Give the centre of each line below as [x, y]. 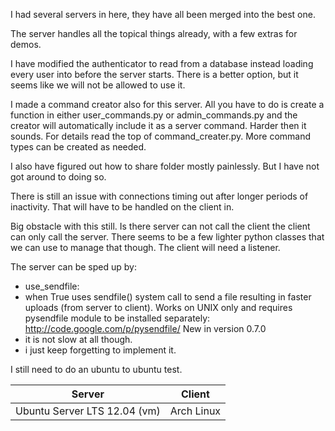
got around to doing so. [58, 177]
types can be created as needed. [78, 147]
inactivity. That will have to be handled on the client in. [122, 207]
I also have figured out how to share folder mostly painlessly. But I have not [165, 166]
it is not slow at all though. [78, 339]
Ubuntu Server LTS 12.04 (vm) [88, 411]
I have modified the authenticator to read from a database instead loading [162, 63]
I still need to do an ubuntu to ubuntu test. [96, 369]
